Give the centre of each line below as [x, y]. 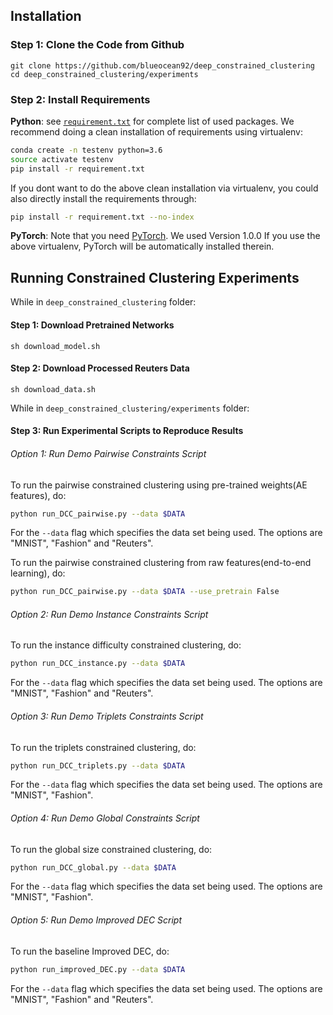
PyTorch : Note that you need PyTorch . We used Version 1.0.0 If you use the [165, 236]
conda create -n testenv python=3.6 [86, 150]
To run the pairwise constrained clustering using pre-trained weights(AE [159, 485]
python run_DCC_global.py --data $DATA [93, 867]
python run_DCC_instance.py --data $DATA [98, 664]
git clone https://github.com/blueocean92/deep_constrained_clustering [162, 65]
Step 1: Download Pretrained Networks [92, 325]
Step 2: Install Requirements [80, 99]
